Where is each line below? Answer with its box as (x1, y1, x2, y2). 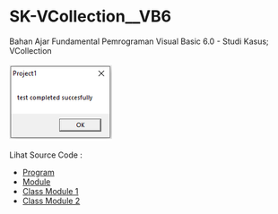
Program (22, 167, 56, 177)
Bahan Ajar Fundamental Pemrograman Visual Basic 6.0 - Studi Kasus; (9, 36, 269, 47)
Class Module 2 (22, 195, 81, 206)
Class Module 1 (22, 185, 79, 196)
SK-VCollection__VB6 (9, 6, 172, 27)
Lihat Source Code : (9, 150, 83, 160)
